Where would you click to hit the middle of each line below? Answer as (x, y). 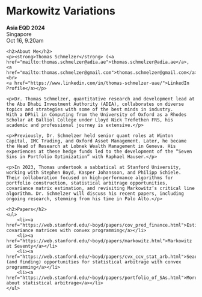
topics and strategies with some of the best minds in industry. (90, 109)
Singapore (19, 34)
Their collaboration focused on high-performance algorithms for (90, 178)
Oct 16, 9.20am (25, 40)
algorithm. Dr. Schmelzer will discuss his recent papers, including (95, 194)
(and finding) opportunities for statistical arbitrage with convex (94, 262)
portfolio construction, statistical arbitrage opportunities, (87, 183)
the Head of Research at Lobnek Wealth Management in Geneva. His (91, 146)
